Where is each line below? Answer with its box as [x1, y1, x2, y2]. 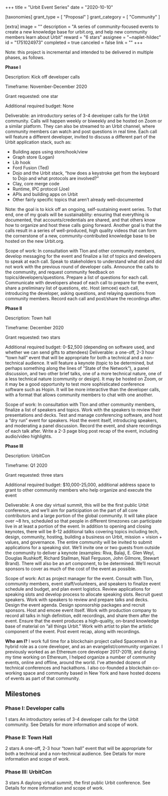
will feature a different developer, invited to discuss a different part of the [5, 134, 156, 139]
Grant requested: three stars [5, 472, 63, 478]
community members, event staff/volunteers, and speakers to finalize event [5, 581, 161, 587]
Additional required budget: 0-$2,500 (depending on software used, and [5, 344, 155, 350]
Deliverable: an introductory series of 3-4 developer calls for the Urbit [5, 112, 149, 118]
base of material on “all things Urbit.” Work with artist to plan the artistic [5, 623, 153, 629]
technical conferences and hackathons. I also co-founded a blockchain [5, 665, 151, 671]
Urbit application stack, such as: [5, 139, 71, 145]
